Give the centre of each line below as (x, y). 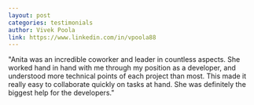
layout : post (29, 15)
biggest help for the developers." (61, 93)
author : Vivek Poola (42, 30)
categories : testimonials (50, 23)
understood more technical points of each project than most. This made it (127, 76)
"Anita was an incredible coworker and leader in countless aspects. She (124, 60)
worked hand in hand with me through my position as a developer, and (122, 68)
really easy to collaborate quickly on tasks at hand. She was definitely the (127, 85)
